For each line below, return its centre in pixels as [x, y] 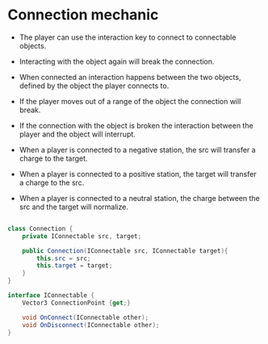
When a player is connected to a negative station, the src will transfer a [137, 149]
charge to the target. [53, 158]
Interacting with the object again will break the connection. [117, 61]
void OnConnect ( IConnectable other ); [86, 317]
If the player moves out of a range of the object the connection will [130, 101]
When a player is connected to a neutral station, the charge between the [139, 198]
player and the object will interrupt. [77, 134]
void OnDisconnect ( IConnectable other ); [91, 325]
